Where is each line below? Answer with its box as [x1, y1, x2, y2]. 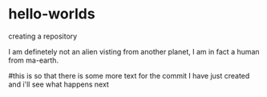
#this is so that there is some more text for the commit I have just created [8, 71, 250, 80]
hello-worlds [8, 5, 95, 23]
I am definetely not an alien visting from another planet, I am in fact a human [8, 46, 260, 56]
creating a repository [8, 31, 78, 41]
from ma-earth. [8, 55, 59, 65]
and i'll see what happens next [8, 79, 110, 89]
